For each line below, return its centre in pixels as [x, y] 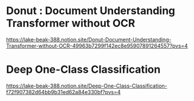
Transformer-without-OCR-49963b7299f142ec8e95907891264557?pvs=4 [97, 46]
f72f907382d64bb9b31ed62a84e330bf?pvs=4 [64, 92]
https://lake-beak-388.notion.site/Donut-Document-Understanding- [89, 39]
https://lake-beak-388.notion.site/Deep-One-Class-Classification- [87, 86]
